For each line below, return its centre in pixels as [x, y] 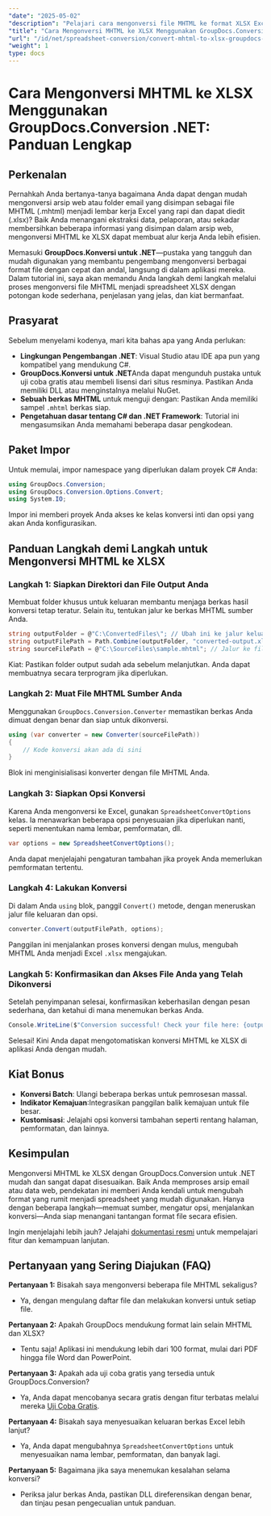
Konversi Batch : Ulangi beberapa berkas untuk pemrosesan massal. [133, 1094]
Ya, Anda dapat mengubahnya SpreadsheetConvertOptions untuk [127, 1446]
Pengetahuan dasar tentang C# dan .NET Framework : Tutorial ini [129, 416]
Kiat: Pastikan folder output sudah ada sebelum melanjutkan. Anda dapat [129, 664]
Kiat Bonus [36, 1075]
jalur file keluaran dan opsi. [53, 914]
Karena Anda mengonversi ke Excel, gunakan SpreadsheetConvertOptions [130, 811]
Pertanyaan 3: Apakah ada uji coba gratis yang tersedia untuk [112, 1373]
